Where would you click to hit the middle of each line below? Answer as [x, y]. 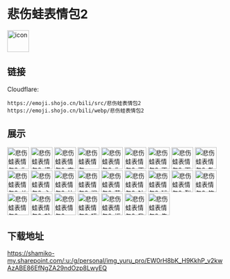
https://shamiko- [31, 253]
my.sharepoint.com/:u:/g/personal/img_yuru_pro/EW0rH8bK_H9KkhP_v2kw [115, 261]
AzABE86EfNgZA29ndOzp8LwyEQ [57, 268]
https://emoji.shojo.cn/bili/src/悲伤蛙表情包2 [74, 103]
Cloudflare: [23, 89]
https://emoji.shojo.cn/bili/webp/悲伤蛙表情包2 [76, 111]
